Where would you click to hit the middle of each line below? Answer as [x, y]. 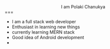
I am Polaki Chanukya [83, 7]
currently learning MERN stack [43, 32]
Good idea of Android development [48, 37]
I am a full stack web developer [44, 22]
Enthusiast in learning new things [46, 27]
